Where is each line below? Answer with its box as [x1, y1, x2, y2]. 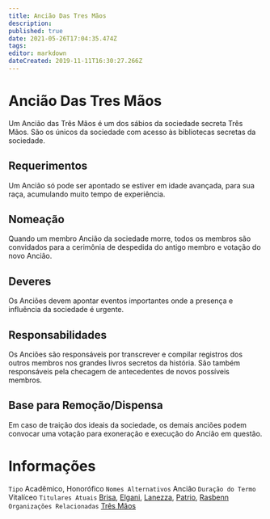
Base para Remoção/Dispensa [8, 399, 163, 412]
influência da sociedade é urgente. [8, 305, 124, 314]
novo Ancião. [8, 251, 53, 261]
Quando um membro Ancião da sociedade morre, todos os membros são [8, 234, 251, 243]
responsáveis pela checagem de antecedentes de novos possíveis [8, 367, 230, 377]
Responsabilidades [8, 328, 108, 342]
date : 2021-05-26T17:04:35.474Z [8, 34, 117, 43]
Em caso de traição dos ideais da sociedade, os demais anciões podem [8, 420, 247, 429]
